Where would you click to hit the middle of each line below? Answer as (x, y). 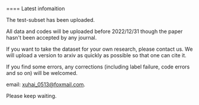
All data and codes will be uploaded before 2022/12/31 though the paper (94, 31)
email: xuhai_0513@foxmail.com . (46, 84)
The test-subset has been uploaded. (51, 20)
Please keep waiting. (31, 96)
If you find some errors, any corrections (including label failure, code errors (98, 67)
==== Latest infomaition (36, 9)
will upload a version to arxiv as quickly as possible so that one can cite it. (96, 55)
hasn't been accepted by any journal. (52, 37)
